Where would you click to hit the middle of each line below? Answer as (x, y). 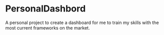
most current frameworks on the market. (48, 27)
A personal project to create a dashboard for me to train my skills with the (82, 22)
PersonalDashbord (45, 9)
